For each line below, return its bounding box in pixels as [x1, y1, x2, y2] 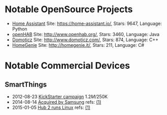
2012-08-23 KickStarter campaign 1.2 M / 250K [12, 93, 108, 100]
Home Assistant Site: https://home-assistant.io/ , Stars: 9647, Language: [12, 20, 162, 26]
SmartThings [5, 80, 47, 89]
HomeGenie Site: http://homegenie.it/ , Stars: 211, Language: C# [12, 42, 145, 48]
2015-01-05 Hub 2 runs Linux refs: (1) [12, 104, 91, 110]
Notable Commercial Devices [5, 60, 130, 72]
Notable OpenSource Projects [5, 4, 133, 15]
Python [12, 25, 27, 32]
